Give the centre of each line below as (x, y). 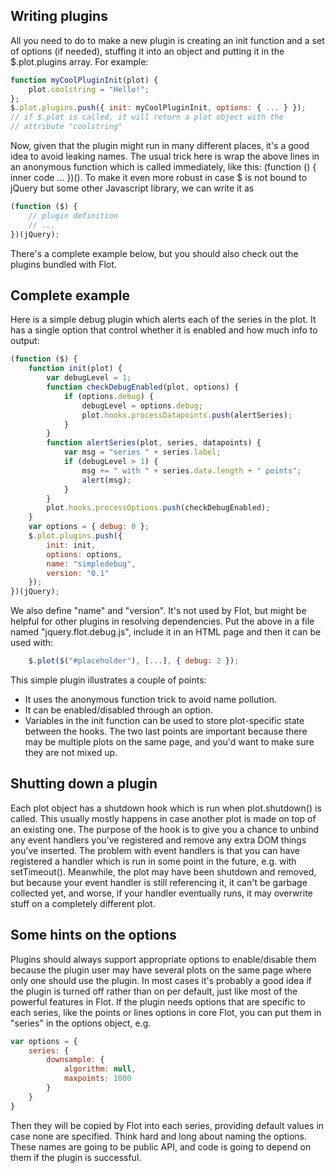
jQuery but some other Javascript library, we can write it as (132, 188)
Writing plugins (59, 16)
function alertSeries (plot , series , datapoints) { (154, 443)
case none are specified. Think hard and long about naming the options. (159, 1136)
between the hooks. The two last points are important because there (166, 731)
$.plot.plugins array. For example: (79, 61)
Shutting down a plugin (84, 784)
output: (25, 341)
